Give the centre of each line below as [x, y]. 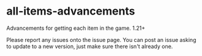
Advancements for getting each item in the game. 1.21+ [76, 28]
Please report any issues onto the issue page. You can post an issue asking [101, 40]
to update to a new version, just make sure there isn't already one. [90, 46]
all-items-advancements [71, 11]
